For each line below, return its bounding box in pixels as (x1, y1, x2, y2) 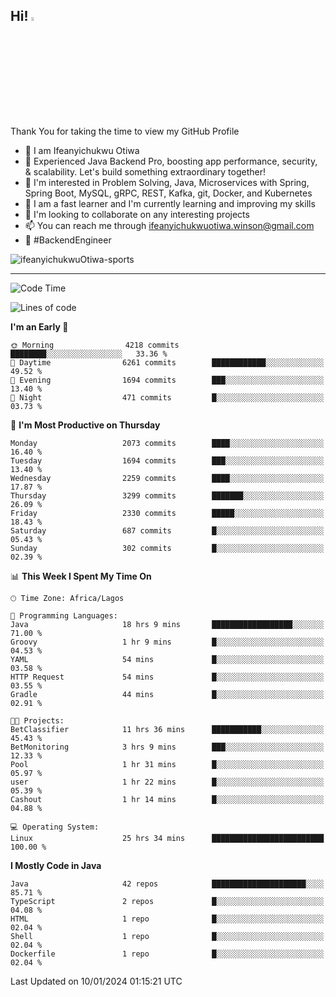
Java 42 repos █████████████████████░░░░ (10, 879, 325, 889)
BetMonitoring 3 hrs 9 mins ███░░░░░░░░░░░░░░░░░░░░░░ (10, 742, 325, 752)
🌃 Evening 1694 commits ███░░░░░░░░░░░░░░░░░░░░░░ (10, 375, 325, 385)
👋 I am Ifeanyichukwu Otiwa (24, 144, 140, 156)
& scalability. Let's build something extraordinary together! (24, 165, 266, 178)
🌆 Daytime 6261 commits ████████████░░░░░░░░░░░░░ (10, 357, 325, 368)
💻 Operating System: (10, 822, 100, 832)
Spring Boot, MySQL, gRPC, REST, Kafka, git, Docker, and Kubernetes (24, 187, 313, 199)
